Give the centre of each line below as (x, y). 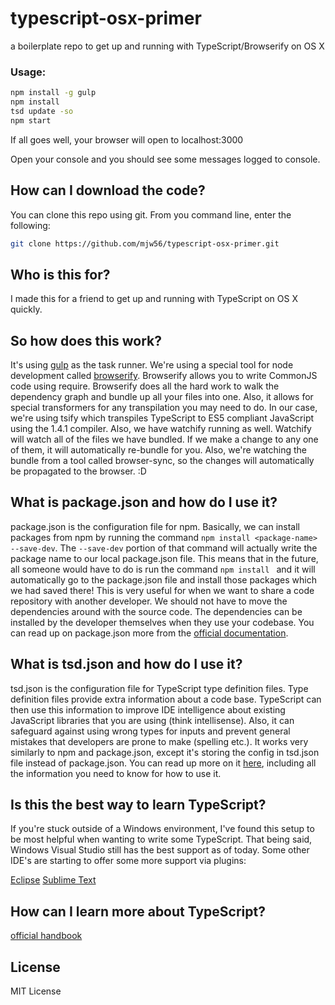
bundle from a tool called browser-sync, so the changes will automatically (162, 461)
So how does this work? (86, 340)
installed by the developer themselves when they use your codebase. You (162, 622)
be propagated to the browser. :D (78, 471)
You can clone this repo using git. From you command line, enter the (151, 214)
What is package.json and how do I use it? (144, 502)
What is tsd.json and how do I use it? (126, 664)
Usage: (28, 72)
